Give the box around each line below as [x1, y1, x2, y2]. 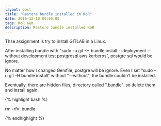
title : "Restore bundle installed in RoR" [5, 12, 92, 16]
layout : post [5, 7, 32, 12]
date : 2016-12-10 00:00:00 [5, 16, 60, 21]
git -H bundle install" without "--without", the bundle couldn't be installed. [9, 73, 156, 79]
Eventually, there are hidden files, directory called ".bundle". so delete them [5, 82, 156, 88]
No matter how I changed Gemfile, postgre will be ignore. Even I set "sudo [5, 67, 153, 73]
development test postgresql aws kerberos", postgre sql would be [21, 53, 153, 59]
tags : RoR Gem [5, 20, 34, 26]
